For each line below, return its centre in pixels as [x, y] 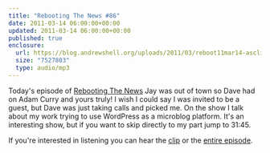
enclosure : [27, 46]
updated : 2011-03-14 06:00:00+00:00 [70, 30]
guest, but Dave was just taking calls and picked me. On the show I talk [126, 107]
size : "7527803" [43, 61]
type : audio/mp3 [43, 68]
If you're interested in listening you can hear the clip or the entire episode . [131, 140]
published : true [35, 38]
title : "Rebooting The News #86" [64, 16]
